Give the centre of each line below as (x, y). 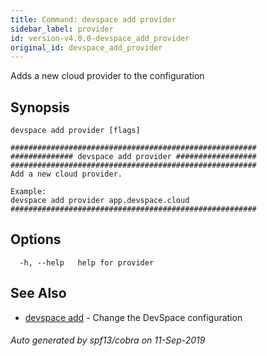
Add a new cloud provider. (66, 174)
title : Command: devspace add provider (93, 19)
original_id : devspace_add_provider (86, 47)
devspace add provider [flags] (75, 131)
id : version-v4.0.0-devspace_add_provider (100, 38)
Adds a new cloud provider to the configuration (107, 76)
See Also (38, 293)
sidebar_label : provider (62, 29)
